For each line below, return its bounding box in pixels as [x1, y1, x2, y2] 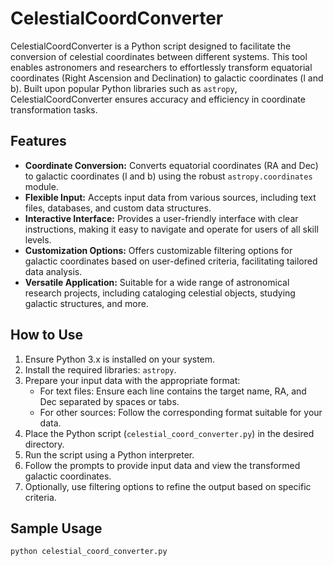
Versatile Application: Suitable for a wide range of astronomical [24, 276, 290, 288]
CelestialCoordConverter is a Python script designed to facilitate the [10, 40, 292, 52]
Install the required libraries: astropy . [24, 363, 177, 376]
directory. [24, 438, 65, 450]
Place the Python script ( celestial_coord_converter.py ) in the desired [24, 427, 315, 439]
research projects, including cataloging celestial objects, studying [24, 287, 296, 299]
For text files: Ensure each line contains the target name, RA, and [39, 385, 307, 397]
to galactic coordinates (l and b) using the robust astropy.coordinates [24, 170, 313, 182]
